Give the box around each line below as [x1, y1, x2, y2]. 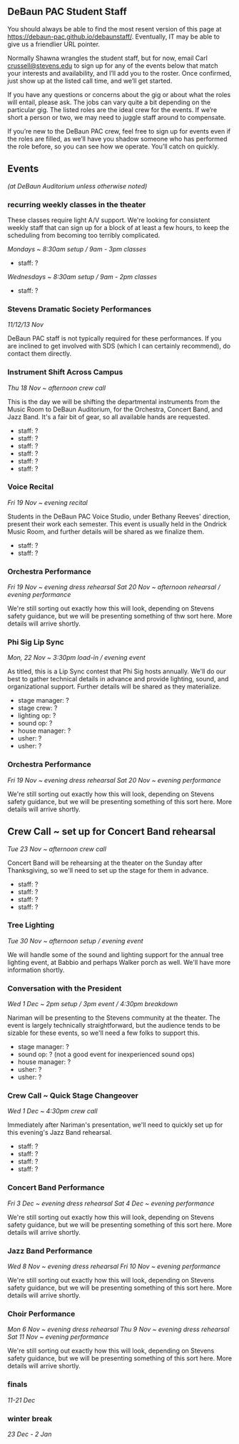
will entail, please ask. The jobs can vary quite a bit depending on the [7, 98, 211, 106]
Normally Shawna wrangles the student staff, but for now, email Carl [7, 54, 208, 62]
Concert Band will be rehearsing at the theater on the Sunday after [7, 858, 203, 867]
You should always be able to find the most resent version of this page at [7, 24, 222, 33]
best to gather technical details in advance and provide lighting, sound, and [7, 675, 229, 683]
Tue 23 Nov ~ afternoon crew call [7, 844, 107, 853]
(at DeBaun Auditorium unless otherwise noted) [7, 181, 148, 190]
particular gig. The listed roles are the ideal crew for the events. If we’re [7, 105, 218, 114]
